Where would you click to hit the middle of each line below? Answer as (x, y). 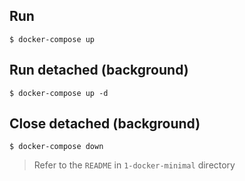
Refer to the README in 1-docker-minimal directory (134, 165)
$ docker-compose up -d (59, 93)
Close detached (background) (105, 124)
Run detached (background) (99, 70)
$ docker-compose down (56, 147)
